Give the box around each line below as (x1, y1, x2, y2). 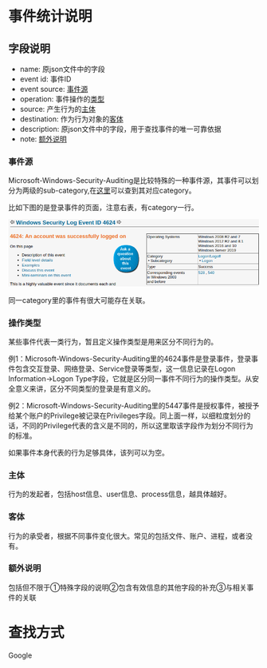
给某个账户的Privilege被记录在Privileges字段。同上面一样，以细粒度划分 (8, 411, 244, 420)
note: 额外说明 (19, 134, 68, 144)
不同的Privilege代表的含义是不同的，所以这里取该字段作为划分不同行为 (22, 420, 253, 430)
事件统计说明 (8, 7, 93, 26)
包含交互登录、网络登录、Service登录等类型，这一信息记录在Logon (14, 364, 236, 373)
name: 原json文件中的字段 (19, 65, 105, 74)
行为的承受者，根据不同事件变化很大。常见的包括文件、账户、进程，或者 (8, 531, 245, 540)
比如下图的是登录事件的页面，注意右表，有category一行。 (8, 203, 198, 213)
